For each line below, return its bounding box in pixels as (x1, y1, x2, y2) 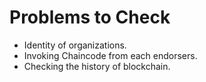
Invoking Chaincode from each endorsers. (23, 49, 198, 61)
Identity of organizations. (23, 39, 127, 51)
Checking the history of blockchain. (23, 60, 171, 72)
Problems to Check (9, 6, 171, 29)
